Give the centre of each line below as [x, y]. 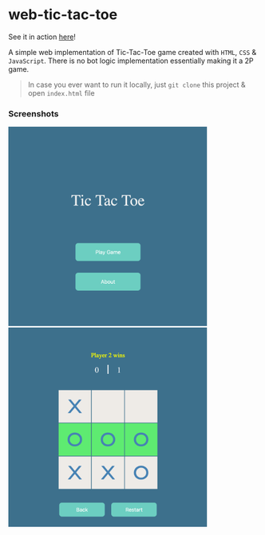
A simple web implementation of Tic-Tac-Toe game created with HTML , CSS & [132, 52]
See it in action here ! [42, 37]
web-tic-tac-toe [63, 15]
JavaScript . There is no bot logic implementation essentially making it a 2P [131, 61]
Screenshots [34, 113]
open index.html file [61, 92]
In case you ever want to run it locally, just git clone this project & [136, 85]
